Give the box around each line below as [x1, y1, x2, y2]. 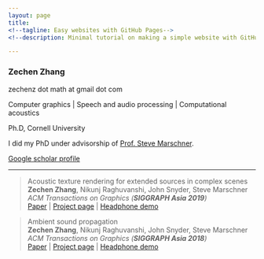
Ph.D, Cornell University [8, 123, 86, 132]
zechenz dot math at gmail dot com [8, 84, 123, 94]
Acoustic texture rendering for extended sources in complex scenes [27, 176, 248, 186]
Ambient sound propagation [27, 216, 119, 226]
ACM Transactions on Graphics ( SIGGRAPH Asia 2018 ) [27, 233, 207, 242]
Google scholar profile [8, 154, 80, 163]
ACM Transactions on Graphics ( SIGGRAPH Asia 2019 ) [27, 193, 207, 202]
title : [8, 19, 30, 27]
